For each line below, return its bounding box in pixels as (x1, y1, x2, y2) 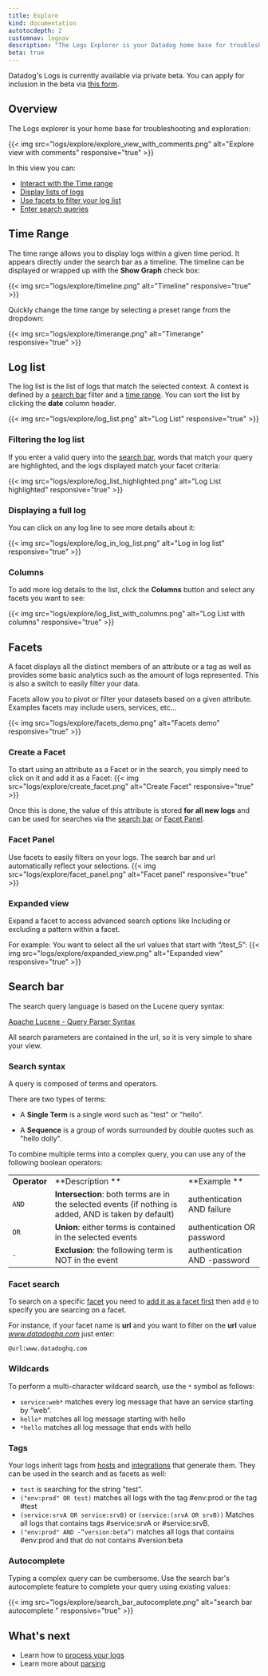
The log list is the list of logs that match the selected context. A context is (8, 381, 250, 392)
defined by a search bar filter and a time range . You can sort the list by (8, 390, 241, 400)
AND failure (187, 1204, 231, 1215)
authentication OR (187, 1222, 256, 1233)
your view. (8, 1041, 42, 1050)
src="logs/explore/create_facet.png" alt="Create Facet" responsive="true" (8, 782, 254, 791)
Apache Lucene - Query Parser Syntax (8, 1017, 136, 1026)
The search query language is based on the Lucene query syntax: (8, 1001, 225, 1011)
